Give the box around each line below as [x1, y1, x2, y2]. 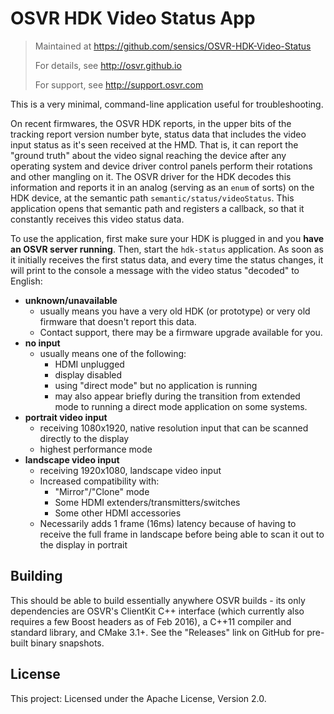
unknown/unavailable [24, 294, 118, 306]
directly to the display [39, 432, 130, 444]
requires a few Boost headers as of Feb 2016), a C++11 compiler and [10, 615, 292, 627]
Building [10, 568, 63, 585]
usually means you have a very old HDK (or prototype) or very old [39, 305, 311, 317]
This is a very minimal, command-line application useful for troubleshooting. [10, 98, 324, 110]
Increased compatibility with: [39, 475, 160, 487]
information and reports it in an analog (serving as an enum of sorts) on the [10, 181, 315, 193]
